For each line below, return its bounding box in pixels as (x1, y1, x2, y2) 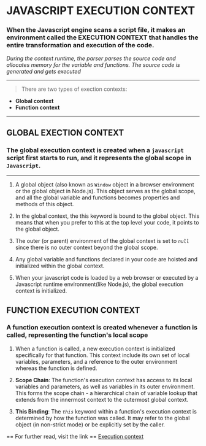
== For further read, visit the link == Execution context (6, 433, 144, 440)
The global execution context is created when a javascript (6, 145, 184, 154)
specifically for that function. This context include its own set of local (15, 351, 190, 359)
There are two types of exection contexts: (21, 85, 128, 93)
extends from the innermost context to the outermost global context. (15, 396, 189, 403)
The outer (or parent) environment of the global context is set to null (15, 237, 189, 245)
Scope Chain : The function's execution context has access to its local (15, 376, 193, 383)
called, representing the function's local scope (6, 331, 148, 339)
